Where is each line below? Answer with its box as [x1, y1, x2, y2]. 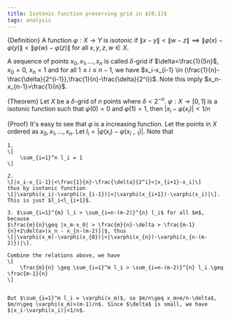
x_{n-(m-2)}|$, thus [66, 227, 127, 234]
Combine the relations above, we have [7, 252, 120, 259]
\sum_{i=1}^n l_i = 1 [20, 154, 82, 161]
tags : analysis [7, 17, 52, 24]
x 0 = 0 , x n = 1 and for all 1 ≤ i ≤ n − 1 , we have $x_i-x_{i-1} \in [7, 66, 183, 76]
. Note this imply [156, 75, 203, 84]
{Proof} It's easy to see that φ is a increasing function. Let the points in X [7, 119, 217, 128]
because [7, 216, 30, 223]
